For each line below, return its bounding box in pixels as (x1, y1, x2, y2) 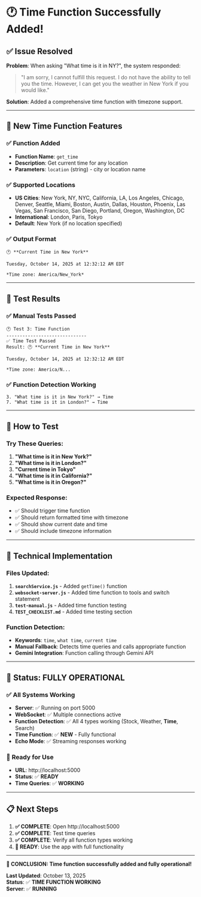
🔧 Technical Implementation (6, 551, 112, 561)
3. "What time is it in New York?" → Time (6, 394, 114, 400)
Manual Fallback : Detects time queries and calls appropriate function (14, 643, 187, 650)
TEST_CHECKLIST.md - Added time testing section (14, 608, 133, 615)
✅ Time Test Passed (6, 338, 56, 344)
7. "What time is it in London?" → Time (6, 400, 109, 406)
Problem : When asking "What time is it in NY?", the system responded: (6, 62, 181, 69)
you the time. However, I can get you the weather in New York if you (20, 80, 189, 87)
